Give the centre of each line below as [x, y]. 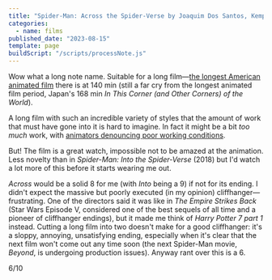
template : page [34, 46]
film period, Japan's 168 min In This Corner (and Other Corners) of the [126, 93]
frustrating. [27, 201]
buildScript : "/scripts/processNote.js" [78, 53]
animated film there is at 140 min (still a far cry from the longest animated [130, 85]
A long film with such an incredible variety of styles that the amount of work [135, 118]
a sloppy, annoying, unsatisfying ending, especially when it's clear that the [133, 235]
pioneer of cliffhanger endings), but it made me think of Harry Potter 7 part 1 [136, 218]
